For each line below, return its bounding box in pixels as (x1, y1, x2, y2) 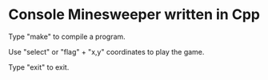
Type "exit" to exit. (8, 62, 70, 72)
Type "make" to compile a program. (8, 32, 126, 41)
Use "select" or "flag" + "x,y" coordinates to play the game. (8, 47, 205, 56)
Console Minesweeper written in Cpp (8, 6, 260, 24)
